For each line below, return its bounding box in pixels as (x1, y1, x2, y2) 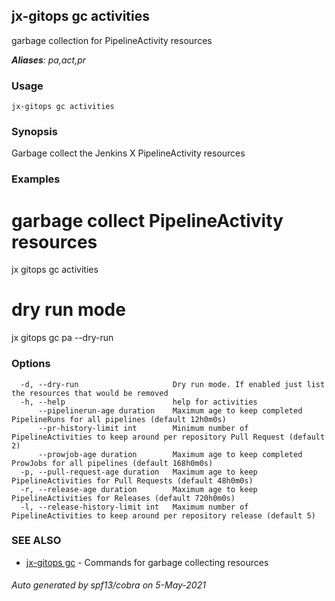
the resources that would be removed (11, 388, 169, 398)
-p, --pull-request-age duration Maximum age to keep (20, 467, 258, 477)
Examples (11, 172, 61, 186)
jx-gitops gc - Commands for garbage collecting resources (25, 556, 269, 568)
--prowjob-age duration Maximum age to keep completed (37, 449, 303, 459)
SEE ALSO (11, 534, 62, 548)
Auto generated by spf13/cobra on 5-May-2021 (11, 579, 206, 591)
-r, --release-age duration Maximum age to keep (20, 484, 258, 494)
